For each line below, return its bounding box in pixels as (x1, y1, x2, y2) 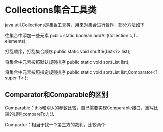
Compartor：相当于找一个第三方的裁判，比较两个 (5, 121, 106, 127)
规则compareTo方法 (13, 111, 54, 117)
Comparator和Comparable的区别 (5, 90, 108, 99)
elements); (5, 38, 27, 44)
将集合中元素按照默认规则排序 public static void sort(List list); (5, 59, 130, 65)
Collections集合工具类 (5, 4, 97, 16)
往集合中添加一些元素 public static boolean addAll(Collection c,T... (5, 32, 140, 38)
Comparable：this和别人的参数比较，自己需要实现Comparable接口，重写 (5, 105, 154, 111)
